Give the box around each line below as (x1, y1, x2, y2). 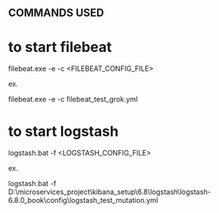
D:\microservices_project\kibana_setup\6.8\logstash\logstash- (8, 187, 211, 196)
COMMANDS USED (8, 6, 104, 20)
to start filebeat (8, 38, 112, 56)
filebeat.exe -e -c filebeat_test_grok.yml (8, 95, 138, 104)
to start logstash (8, 122, 119, 140)
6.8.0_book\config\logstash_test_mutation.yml (8, 196, 158, 205)
